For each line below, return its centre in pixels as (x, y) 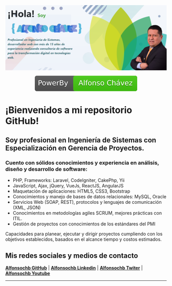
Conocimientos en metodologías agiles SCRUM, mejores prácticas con (87, 213)
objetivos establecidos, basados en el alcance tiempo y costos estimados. (84, 239)
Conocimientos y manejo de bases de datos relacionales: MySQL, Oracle (90, 197)
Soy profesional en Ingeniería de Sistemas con (81, 140)
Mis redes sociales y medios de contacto (72, 255)
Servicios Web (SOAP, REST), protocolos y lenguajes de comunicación (87, 202)
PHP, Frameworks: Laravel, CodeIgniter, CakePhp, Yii (69, 180)
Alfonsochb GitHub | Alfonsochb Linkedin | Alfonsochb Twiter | (74, 268)
